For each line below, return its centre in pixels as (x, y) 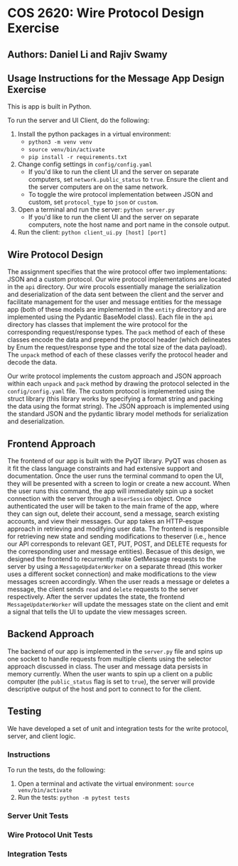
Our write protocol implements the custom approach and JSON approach (114, 376)
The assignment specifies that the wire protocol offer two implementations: (117, 272)
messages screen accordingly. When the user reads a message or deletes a (118, 582)
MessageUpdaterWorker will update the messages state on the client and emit (118, 605)
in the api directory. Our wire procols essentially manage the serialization (114, 287)
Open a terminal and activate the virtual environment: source (106, 784)
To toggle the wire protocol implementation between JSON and (120, 195)
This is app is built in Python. (49, 107)
